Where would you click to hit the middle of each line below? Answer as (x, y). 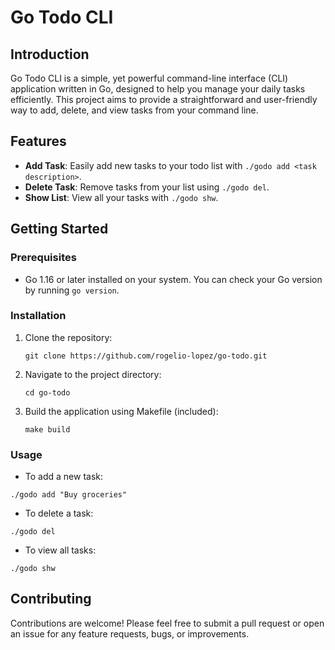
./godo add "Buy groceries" (69, 495)
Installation (38, 316)
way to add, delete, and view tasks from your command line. (134, 110)
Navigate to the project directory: (93, 374)
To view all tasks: (60, 550)
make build (47, 429)
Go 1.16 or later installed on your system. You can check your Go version (173, 279)
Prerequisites (43, 258)
